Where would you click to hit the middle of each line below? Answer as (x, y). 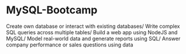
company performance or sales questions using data (70, 45)
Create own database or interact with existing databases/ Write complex (93, 26)
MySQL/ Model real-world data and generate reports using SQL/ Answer (93, 38)
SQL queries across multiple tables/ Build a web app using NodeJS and (92, 32)
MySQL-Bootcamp (52, 10)
